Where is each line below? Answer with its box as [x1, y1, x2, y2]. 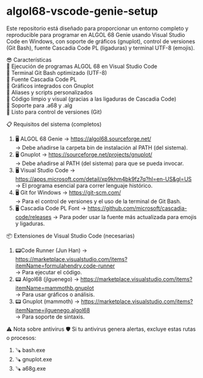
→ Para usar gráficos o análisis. [15, 290, 95, 298]
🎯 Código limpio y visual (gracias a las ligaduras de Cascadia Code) [6, 95, 177, 102]
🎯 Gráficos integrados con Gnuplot [6, 82, 94, 90]
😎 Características [6, 56, 52, 63]
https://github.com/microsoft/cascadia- [87, 204, 188, 212]
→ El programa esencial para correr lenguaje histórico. [15, 182, 153, 189]
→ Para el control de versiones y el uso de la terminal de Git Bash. [15, 198, 182, 205]
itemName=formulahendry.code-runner [15, 262, 115, 269]
